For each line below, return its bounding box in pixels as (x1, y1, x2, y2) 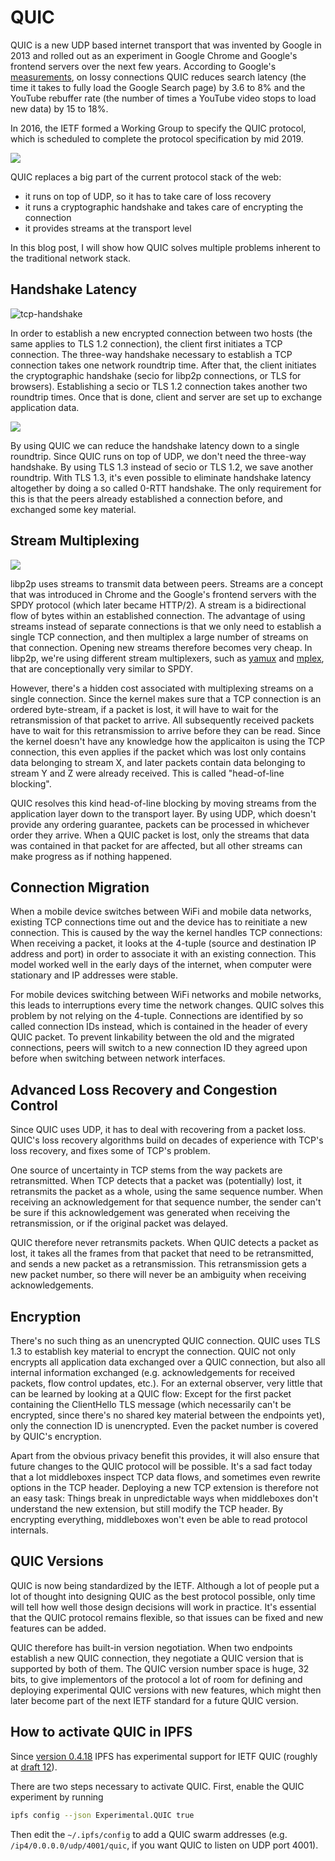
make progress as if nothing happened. (10, 850, 172, 862)
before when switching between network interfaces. (10, 1052, 226, 1065)
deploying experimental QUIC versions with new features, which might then (10, 1684, 322, 1696)
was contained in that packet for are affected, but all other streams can (10, 839, 303, 851)
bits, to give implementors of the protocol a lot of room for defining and (10, 1673, 303, 1685)
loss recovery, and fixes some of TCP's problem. (10, 1145, 211, 1157)
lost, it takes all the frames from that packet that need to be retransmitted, (10, 1247, 315, 1260)
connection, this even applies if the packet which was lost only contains (10, 746, 307, 758)
